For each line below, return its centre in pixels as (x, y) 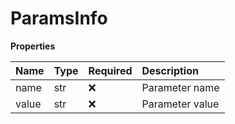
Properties (33, 46)
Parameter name (180, 87)
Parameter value (180, 104)
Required (110, 70)
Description (170, 70)
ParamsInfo (59, 18)
